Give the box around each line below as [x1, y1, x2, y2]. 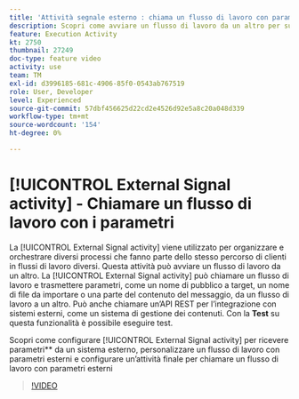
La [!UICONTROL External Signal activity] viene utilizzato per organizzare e [9, 242, 285, 252]
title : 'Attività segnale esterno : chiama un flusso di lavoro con [9, 12, 269, 22]
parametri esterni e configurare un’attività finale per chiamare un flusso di [9, 353, 279, 364]
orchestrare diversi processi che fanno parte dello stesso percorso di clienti [9, 251, 287, 262]
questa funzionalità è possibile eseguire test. [9, 317, 174, 328]
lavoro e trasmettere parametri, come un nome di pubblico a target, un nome [9, 279, 290, 290]
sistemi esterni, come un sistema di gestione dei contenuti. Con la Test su [9, 307, 280, 318]
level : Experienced [9, 95, 82, 105]
